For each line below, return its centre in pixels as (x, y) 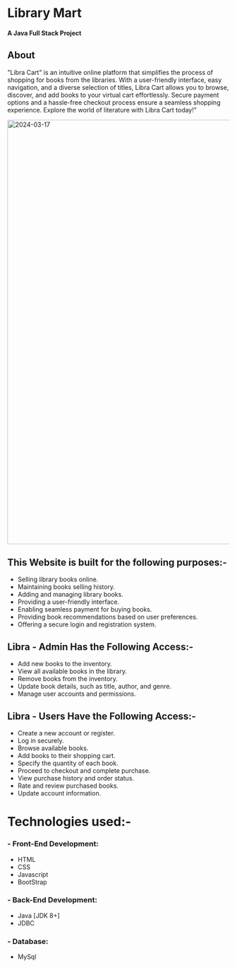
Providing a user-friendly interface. (68, 602)
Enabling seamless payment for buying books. (85, 610)
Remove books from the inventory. (68, 679)
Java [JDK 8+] (38, 915)
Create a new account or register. (66, 733)
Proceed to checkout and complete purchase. (84, 771)
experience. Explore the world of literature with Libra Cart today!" (102, 110)
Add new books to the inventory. (65, 664)
